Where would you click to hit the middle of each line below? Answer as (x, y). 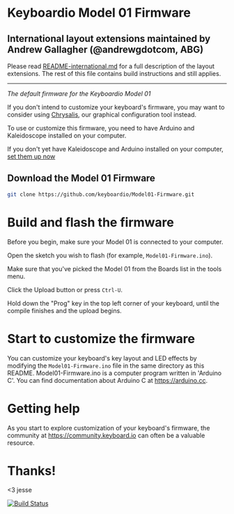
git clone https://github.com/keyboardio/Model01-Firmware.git (101, 194)
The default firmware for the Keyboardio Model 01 (79, 93)
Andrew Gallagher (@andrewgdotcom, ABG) (106, 49)
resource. (21, 443)
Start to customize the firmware (101, 339)
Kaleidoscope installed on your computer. (67, 135)
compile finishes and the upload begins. (64, 310)
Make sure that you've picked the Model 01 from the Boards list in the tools (115, 269)
